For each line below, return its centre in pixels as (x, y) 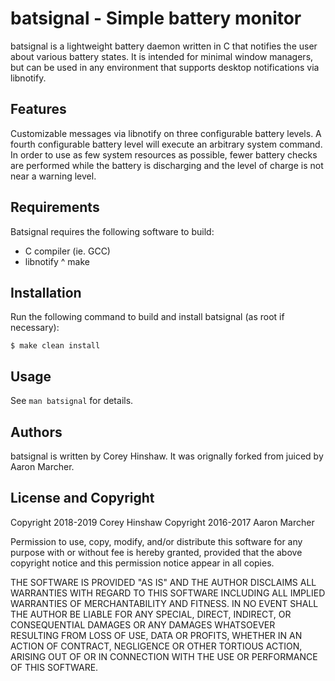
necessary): (35, 328)
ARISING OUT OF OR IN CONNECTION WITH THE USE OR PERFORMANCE (164, 656)
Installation (46, 292)
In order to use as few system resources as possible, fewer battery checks (164, 154)
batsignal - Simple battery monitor (156, 18)
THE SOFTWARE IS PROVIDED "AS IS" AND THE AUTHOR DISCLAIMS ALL (163, 582)
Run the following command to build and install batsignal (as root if (147, 317)
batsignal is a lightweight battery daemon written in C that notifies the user (164, 46)
